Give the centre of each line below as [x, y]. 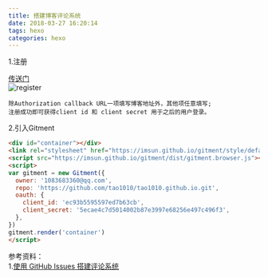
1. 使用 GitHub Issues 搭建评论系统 [64, 266]
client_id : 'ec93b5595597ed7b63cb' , [84, 203]
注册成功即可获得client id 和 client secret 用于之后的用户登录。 [109, 113]
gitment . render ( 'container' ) [57, 232]
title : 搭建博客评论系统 [45, 16]
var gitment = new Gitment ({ [57, 173]
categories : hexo [37, 38]
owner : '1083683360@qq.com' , [64, 181]
